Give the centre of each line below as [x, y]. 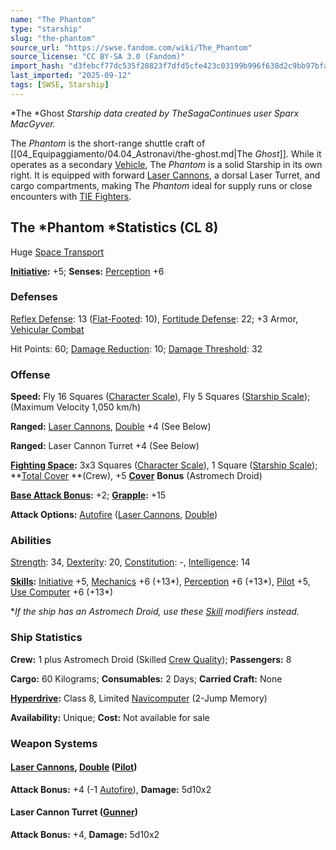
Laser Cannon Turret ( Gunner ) [74, 812]
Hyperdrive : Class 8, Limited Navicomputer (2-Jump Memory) [139, 698]
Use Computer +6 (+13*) [62, 592]
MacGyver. [33, 123]
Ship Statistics [46, 638]
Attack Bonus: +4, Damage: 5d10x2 [85, 835]
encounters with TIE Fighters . [71, 196]
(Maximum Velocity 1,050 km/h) [75, 407]
